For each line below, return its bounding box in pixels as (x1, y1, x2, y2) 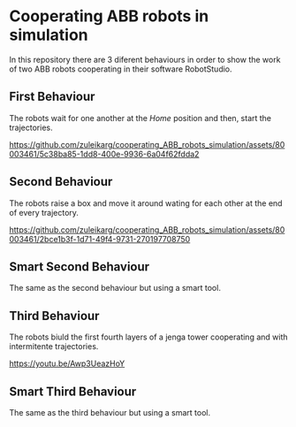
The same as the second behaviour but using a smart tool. (9, 283, 221, 294)
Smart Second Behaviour (9, 259, 150, 274)
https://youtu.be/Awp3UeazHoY (9, 358, 125, 369)
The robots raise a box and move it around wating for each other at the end (9, 197, 283, 209)
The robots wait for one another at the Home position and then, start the (9, 112, 272, 123)
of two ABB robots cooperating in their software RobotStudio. (9, 64, 232, 74)
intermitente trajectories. (9, 341, 99, 352)
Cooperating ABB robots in (9, 6, 209, 27)
